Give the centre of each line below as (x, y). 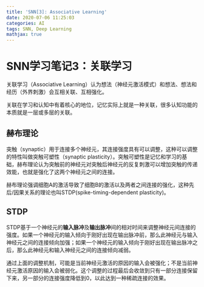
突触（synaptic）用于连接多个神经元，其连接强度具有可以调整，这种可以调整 (102, 149)
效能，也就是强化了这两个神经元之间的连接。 (62, 172)
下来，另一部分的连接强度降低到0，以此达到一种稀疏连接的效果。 (88, 278)
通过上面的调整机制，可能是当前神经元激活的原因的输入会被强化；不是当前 (99, 263)
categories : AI (25, 23)
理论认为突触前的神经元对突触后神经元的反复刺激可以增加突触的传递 (112, 164)
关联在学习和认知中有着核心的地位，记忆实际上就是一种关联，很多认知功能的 (102, 105)
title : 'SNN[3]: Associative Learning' (57, 12)
